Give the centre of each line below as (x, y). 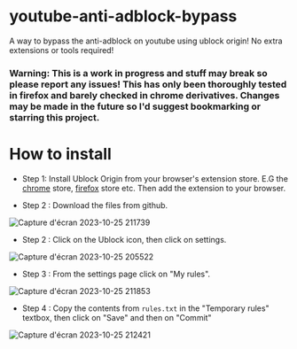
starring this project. (55, 117)
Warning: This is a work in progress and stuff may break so (138, 73)
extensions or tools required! (62, 50)
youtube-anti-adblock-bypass (123, 16)
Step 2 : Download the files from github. (95, 205)
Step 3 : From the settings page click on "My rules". (116, 274)
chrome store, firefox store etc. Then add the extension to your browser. (154, 188)
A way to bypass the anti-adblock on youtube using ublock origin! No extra (146, 41)
